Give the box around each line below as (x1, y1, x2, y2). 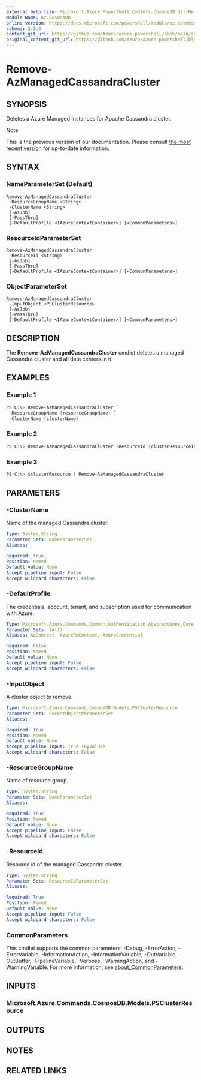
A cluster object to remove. (6, 694, 73, 701)
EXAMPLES (6, 373, 50, 383)
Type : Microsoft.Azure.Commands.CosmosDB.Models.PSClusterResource (6, 705, 178, 711)
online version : (6, 20, 47, 26)
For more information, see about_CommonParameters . (50, 964, 184, 971)
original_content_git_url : (6, 37, 74, 43)
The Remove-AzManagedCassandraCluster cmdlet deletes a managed (6, 349, 184, 356)
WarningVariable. (6, 964, 49, 971)
